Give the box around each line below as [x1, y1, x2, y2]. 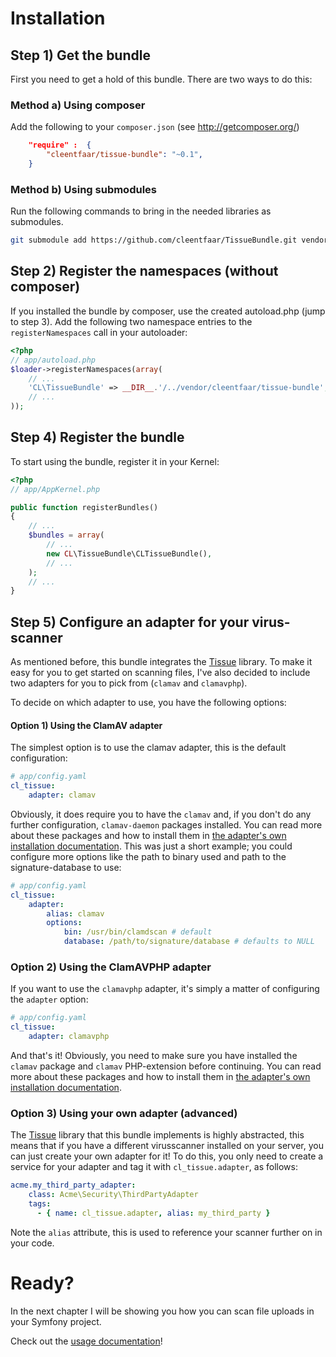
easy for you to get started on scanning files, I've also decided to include [10, 667, 311, 679]
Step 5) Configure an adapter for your [10, 613, 250, 631]
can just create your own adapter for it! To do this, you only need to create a [10, 1150, 324, 1162]
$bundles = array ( [28, 530, 105, 541]
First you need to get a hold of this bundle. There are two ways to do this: [10, 73, 313, 85]
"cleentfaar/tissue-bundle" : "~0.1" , [46, 150, 203, 160]
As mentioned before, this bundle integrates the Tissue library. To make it [10, 656, 313, 668]
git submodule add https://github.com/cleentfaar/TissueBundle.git [10, 235, 298, 246]
